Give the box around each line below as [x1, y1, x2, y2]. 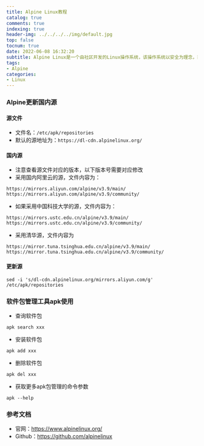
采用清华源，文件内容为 [15, 232, 74, 239]
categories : [6, 71, 36, 77]
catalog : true [6, 15, 42, 21]
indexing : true [6, 26, 45, 32]
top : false [6, 37, 34, 43]
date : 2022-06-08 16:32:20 [6, 49, 75, 55]
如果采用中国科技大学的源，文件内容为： [15, 203, 117, 210]
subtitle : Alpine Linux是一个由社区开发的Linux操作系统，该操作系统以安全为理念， [6, 54, 197, 60]
